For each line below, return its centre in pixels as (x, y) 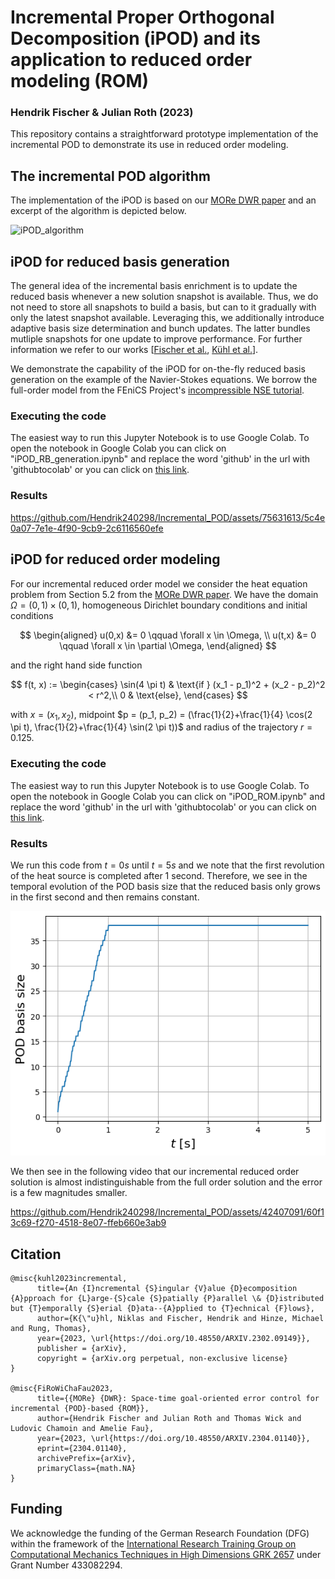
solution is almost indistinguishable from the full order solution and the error (166, 1182)
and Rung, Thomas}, (51, 1329)
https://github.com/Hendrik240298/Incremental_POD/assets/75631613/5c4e (168, 517)
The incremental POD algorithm (110, 176)
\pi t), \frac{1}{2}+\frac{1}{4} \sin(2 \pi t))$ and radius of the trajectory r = (161, 727)
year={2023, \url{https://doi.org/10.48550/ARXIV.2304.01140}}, (173, 1439)
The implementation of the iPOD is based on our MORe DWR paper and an (163, 200)
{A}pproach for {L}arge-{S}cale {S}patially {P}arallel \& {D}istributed (167, 1299)
